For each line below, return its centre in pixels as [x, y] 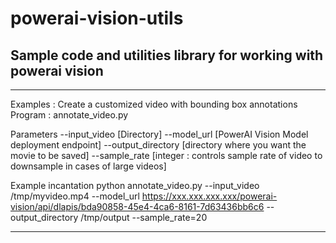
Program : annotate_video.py [69, 115]
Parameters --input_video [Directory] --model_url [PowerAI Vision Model [159, 134]
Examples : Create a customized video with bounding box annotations [154, 104]
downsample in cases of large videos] [88, 166]
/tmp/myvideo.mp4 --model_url [75, 196]
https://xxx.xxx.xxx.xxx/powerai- [209, 196]
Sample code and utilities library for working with [167, 55]
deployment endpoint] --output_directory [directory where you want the [158, 145]
